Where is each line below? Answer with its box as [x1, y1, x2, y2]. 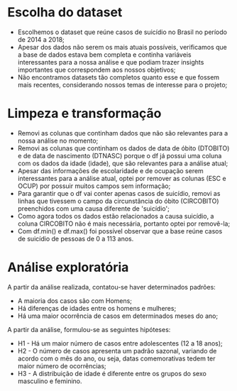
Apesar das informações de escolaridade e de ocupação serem [17, 166, 204, 175]
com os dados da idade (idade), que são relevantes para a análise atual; [17, 159, 228, 167]
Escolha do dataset [7, 4, 123, 21]
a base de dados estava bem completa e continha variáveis [17, 50, 192, 59]
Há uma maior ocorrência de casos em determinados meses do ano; [17, 312, 219, 320]
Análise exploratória [7, 260, 129, 275]
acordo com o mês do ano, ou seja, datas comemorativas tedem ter [17, 354, 216, 363]
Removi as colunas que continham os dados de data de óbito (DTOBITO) [17, 143, 230, 153]
